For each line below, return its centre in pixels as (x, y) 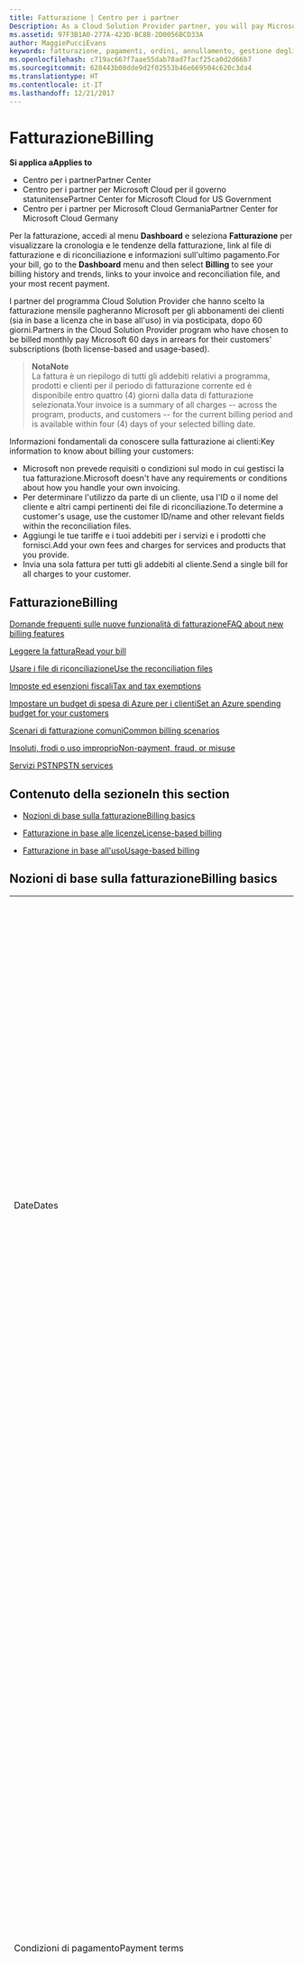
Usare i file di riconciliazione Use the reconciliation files (111, 669)
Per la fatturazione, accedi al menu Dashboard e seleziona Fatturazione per (151, 236)
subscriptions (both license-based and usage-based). (110, 349)
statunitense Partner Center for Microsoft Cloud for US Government (147, 199)
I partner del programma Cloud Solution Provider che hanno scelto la (137, 301)
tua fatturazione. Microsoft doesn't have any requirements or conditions (155, 478)
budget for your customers (60, 713)
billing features (37, 634)
